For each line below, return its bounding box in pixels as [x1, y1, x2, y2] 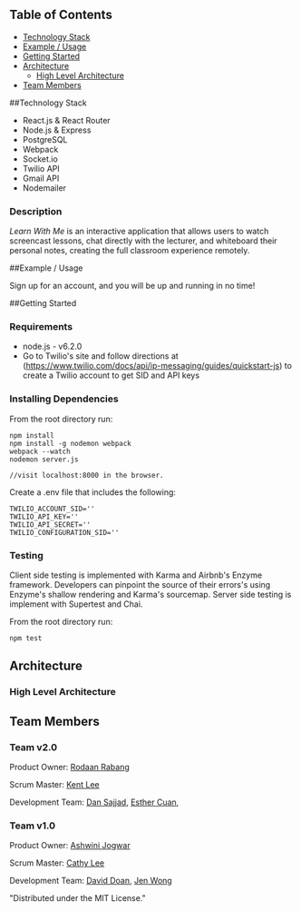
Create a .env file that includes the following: [9, 486, 177, 498]
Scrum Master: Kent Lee [9, 779, 100, 789]
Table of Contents [9, 7, 113, 23]
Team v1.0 [9, 819, 56, 832]
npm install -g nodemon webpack [9, 439, 131, 448]
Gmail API [22, 173, 60, 183]
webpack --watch [9, 447, 71, 456]
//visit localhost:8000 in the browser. [9, 470, 165, 480]
